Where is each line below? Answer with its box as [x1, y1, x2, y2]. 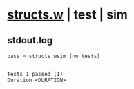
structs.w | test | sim [7, 7, 128, 23]
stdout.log [7, 34, 53, 46]
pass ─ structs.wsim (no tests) [7, 52, 100, 59]
